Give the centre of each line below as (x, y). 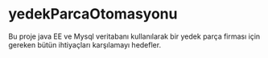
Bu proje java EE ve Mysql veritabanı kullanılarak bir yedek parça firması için (134, 36)
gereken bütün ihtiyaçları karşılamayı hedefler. (85, 44)
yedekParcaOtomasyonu (93, 14)
